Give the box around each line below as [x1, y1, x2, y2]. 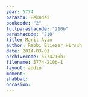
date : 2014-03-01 [6, 48, 50, 54]
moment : [6, 70, 26, 77]
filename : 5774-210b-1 [6, 59, 63, 65]
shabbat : [6, 76, 28, 82]
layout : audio [6, 64, 42, 71]
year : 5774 [6, 8, 34, 15]
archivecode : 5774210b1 [6, 54, 66, 60]
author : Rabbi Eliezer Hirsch [6, 43, 83, 49]
